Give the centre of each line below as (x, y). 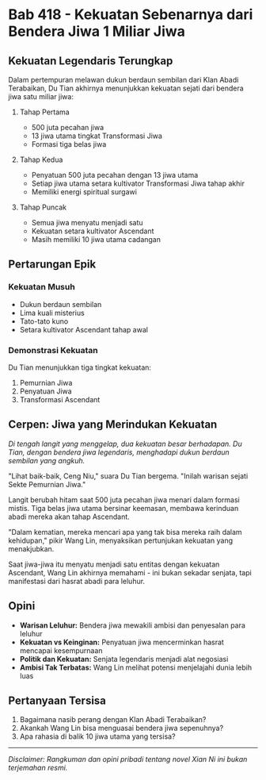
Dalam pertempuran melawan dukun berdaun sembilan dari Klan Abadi (123, 80)
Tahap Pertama (44, 112)
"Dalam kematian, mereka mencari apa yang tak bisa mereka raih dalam (125, 532)
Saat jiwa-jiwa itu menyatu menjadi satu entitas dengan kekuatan (114, 564)
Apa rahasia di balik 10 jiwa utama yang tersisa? (97, 736)
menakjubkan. (31, 548)
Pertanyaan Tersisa (57, 701)
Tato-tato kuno (44, 321)
